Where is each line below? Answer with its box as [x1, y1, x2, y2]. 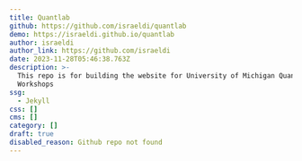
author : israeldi [9, 38, 75, 47]
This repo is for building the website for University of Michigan [17, 72, 276, 80]
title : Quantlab [9, 13, 70, 22]
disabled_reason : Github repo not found [9, 138, 164, 147]
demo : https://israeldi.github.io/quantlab [9, 30, 175, 38]
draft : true [9, 130, 54, 139]
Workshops [17, 80, 54, 89]
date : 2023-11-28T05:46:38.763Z [9, 55, 130, 64]
